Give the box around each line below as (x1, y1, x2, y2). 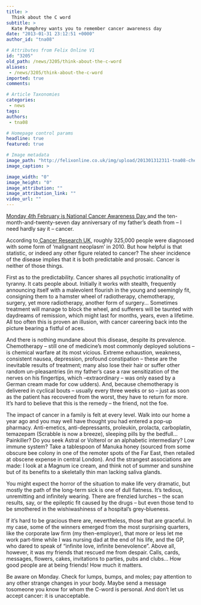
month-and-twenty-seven (6, 219, 70, 226)
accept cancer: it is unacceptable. (6, 592, 90, 599)
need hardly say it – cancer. (6, 225, 74, 232)
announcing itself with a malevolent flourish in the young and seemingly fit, (6, 286, 191, 294)
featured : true (6, 141, 44, 147)
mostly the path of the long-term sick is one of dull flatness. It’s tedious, (6, 487, 184, 493)
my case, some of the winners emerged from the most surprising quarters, (6, 524, 190, 530)
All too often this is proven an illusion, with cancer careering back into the (6, 318, 187, 325)
